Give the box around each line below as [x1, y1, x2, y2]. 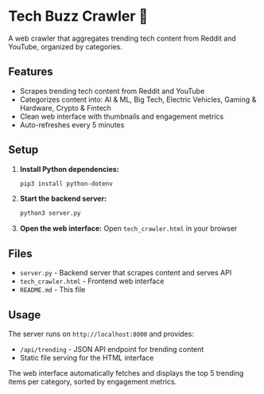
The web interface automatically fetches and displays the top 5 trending [8, 368, 244, 377]
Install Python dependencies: [19, 164, 119, 174]
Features [8, 65, 53, 79]
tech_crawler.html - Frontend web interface [19, 276, 165, 286]
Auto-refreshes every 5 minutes [19, 119, 125, 130]
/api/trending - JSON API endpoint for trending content [19, 344, 204, 353]
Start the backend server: [19, 194, 107, 204]
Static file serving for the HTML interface [19, 353, 154, 362]
